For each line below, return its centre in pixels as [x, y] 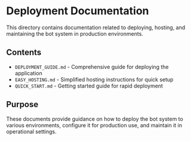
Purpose [22, 104]
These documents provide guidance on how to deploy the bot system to [95, 119]
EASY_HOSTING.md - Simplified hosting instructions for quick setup [94, 79]
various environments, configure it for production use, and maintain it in [94, 125]
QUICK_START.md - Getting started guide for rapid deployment [89, 86]
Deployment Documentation [78, 11]
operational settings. [31, 131]
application [29, 73]
